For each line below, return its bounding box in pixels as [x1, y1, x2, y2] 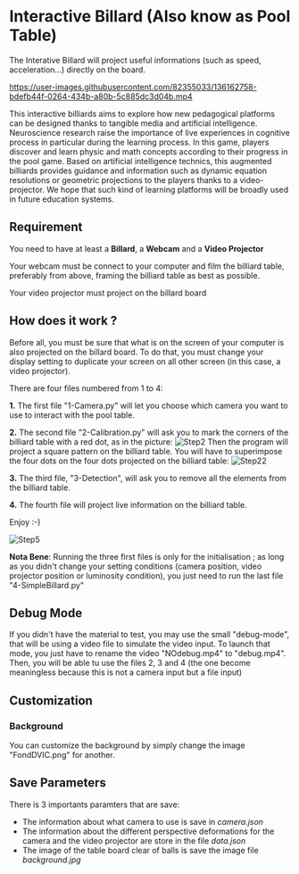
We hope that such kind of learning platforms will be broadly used [46, 184, 289, 195]
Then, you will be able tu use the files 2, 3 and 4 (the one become [9, 658, 252, 669]
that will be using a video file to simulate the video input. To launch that [9, 638, 270, 649]
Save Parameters [9, 775, 107, 791]
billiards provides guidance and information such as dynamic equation [9, 165, 268, 176]
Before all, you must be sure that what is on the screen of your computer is [9, 337, 285, 347]
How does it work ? [9, 313, 118, 329]
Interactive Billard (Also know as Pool [9, 6, 291, 27]
